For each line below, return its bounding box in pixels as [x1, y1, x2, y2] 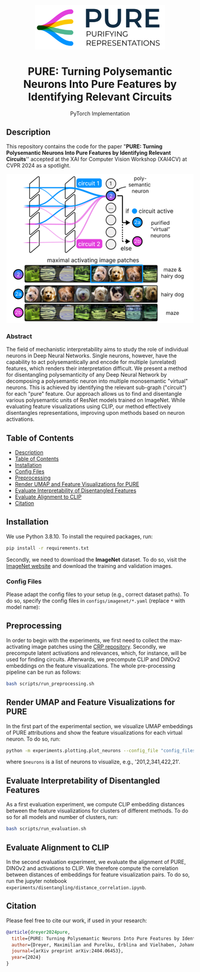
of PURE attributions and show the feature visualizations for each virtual [6, 729, 183, 736]
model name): [6, 604, 40, 611]
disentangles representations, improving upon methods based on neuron [6, 409, 185, 417]
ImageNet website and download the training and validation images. [6, 562, 173, 569]
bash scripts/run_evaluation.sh [6, 826, 86, 832]
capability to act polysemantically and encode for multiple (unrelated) [6, 359, 177, 366]
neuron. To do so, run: [6, 735, 61, 742]
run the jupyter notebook [6, 877, 67, 884]
